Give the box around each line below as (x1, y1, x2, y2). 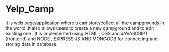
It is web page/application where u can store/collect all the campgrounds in (5, 20, 165, 26)
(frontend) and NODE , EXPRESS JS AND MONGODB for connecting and (5, 36, 158, 42)
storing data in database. (5, 41, 58, 47)
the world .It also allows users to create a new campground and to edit (5, 25, 154, 31)
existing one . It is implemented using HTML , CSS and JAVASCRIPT (5, 30, 149, 36)
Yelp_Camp (5, 3, 54, 15)
